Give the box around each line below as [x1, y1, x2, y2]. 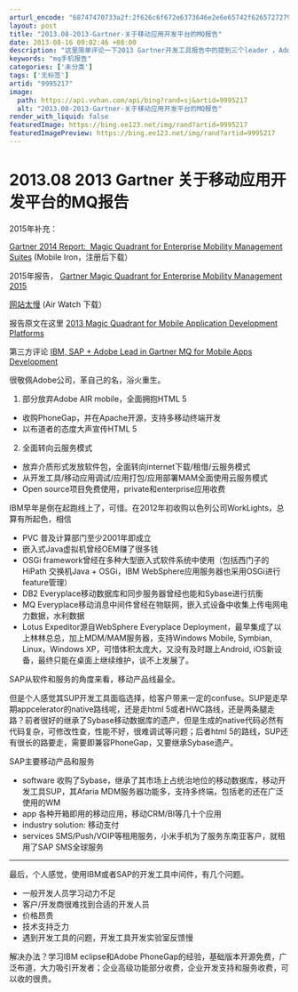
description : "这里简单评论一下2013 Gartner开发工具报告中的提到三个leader [9, 46, 269, 55]
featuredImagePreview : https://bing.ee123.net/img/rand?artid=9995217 [9, 129, 276, 138]
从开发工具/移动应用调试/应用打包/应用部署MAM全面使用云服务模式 [21, 472, 268, 483]
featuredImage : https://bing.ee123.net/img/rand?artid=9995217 [9, 121, 248, 130]
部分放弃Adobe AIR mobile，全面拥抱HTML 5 [21, 393, 187, 404]
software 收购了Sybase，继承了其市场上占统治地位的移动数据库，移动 [21, 775, 278, 786]
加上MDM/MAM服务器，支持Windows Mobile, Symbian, [68, 633, 272, 643]
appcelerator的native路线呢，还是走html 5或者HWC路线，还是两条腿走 [16, 704, 275, 714]
